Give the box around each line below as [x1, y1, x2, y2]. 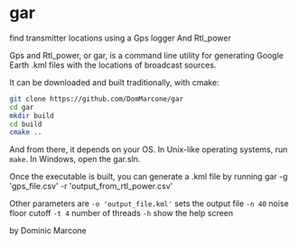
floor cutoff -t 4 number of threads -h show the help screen [9, 208, 234, 219]
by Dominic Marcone [9, 225, 88, 236]
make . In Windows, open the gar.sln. [9, 154, 141, 165]
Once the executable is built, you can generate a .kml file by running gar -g [9, 171, 288, 182]
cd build [9, 120, 42, 129]
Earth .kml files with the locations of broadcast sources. [9, 59, 217, 70]
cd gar [9, 103, 34, 112]
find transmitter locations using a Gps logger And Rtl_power [9, 32, 232, 43]
